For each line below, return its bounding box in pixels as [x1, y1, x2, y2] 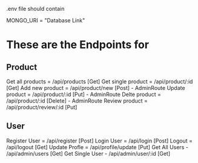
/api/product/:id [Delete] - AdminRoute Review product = [6, 97, 148, 104]
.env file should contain [6, 5, 65, 12]
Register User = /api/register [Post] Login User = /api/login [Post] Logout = [6, 137, 193, 144]
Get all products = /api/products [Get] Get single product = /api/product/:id [6, 78, 193, 85]
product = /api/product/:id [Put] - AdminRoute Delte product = [6, 91, 162, 98]
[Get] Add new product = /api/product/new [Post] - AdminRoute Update [6, 85, 186, 91]
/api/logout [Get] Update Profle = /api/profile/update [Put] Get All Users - [6, 143, 189, 150]
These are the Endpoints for [6, 38, 150, 52]
